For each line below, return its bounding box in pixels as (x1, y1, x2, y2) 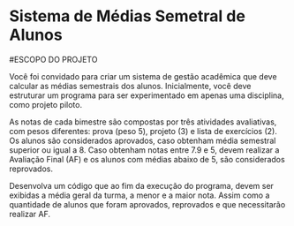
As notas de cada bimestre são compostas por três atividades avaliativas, (9, 117, 277, 127)
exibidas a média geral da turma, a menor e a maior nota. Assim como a (9, 190, 270, 200)
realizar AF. (9, 208, 51, 219)
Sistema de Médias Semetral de (9, 6, 245, 26)
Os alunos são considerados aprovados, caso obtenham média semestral (9, 135, 276, 146)
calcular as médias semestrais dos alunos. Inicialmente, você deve (9, 80, 252, 91)
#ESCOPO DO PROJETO (9, 54, 98, 64)
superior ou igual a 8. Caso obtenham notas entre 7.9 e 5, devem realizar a (9, 144, 280, 155)
